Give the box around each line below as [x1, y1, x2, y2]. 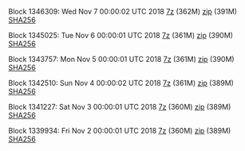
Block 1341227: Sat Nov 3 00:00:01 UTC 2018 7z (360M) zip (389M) [8, 103, 231, 111]
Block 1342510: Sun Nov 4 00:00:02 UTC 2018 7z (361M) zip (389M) [8, 79, 234, 87]
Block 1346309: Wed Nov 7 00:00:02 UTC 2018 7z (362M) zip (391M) [8, 7, 238, 16]
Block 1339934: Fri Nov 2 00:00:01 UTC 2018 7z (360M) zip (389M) [8, 126, 231, 135]
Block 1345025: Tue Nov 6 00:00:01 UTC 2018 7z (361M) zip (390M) [8, 31, 234, 40]
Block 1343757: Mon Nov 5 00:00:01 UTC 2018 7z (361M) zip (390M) [8, 55, 235, 64]
